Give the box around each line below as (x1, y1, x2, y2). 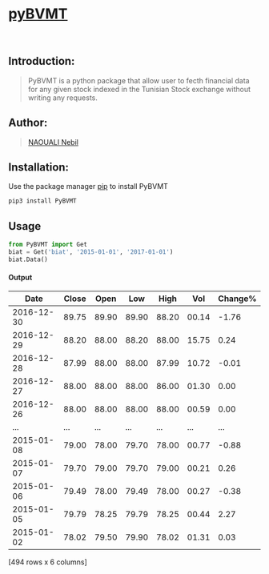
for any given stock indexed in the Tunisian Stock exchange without (27, 84, 251, 94)
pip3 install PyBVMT (8, 197, 78, 205)
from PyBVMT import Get (8, 241, 88, 249)
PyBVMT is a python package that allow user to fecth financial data (27, 75, 250, 85)
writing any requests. (27, 93, 98, 102)
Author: (8, 116, 48, 130)
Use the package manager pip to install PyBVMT (8, 182, 168, 191)
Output (8, 273, 33, 283)
